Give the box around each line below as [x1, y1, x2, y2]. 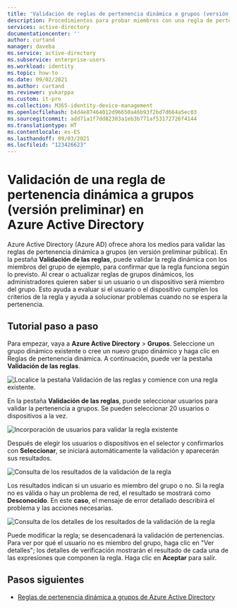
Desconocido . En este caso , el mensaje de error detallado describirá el [7, 496, 215, 504]
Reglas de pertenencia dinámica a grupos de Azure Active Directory [17, 592, 215, 601]
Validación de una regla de [7, 172, 166, 188]
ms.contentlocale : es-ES [7, 128, 80, 135]
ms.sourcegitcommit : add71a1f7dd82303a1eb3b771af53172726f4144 [7, 115, 197, 122]
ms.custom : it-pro [7, 96, 61, 103]
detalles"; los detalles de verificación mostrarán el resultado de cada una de [7, 546, 229, 554]
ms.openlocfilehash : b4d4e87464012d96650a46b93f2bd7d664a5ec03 [7, 109, 197, 116]
